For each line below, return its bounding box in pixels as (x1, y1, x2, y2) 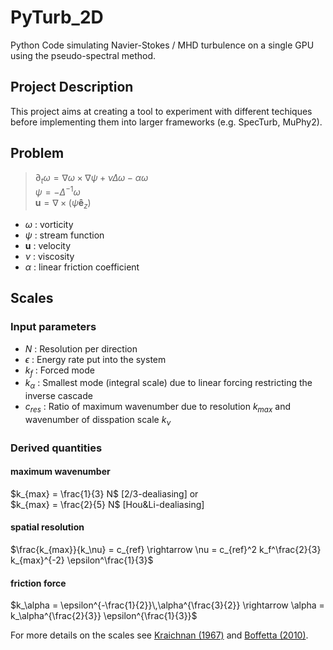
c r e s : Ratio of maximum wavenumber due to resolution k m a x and (24, 401, 292, 415)
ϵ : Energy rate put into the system (24, 353, 167, 365)
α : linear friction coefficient (24, 261, 140, 273)
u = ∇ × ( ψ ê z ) (34, 197, 92, 211)
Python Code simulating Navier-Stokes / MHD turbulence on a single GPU (10, 39, 315, 51)
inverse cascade (24, 390, 93, 402)
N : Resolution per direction (24, 342, 138, 355)
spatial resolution (10, 521, 85, 533)
